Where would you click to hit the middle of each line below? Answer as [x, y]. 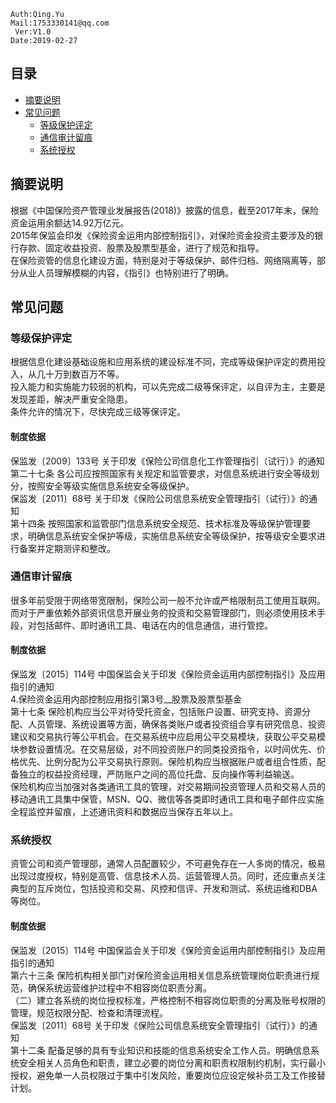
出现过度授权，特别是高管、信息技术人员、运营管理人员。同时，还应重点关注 [168, 876]
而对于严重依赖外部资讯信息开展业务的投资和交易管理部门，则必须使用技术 [163, 612]
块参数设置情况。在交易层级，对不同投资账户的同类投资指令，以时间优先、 [163, 749]
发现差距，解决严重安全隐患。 [71, 399]
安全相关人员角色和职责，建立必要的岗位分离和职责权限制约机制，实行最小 [172, 1062]
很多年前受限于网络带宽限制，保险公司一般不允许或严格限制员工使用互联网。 [168, 600]
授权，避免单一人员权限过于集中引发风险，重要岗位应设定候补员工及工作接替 [168, 1075]
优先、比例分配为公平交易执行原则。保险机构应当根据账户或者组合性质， [167, 762]
